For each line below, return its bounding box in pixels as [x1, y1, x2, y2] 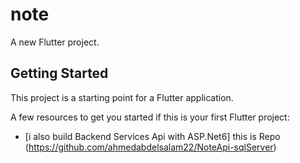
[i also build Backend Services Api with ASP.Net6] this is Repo [24, 130, 281, 142]
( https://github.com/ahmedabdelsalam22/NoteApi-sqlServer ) [24, 141, 277, 153]
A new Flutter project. [10, 36, 100, 48]
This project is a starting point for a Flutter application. [10, 91, 234, 103]
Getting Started [10, 65, 109, 82]
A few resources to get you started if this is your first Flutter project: [10, 111, 290, 123]
